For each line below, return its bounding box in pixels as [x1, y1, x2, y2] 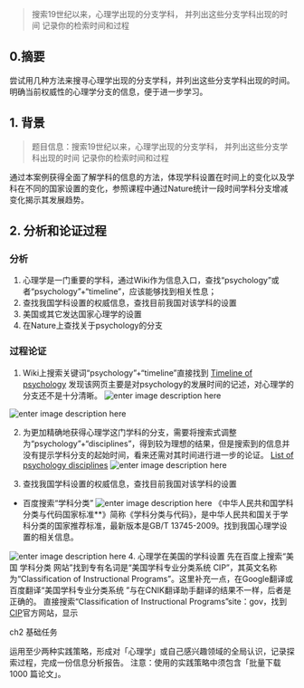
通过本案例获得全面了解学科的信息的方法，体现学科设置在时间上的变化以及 [9, 171, 287, 182]
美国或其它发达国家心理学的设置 [22, 309, 142, 320]
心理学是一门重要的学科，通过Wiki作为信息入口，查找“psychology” [22, 275, 271, 286]
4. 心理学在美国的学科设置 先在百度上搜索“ [128, 550, 287, 561]
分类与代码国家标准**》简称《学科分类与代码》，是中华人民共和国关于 [22, 509, 280, 520]
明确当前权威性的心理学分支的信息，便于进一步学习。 [9, 86, 208, 97]
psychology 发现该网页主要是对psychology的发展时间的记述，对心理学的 [22, 378, 294, 389]
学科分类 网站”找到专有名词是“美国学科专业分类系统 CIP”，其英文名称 [19, 561, 278, 573]
